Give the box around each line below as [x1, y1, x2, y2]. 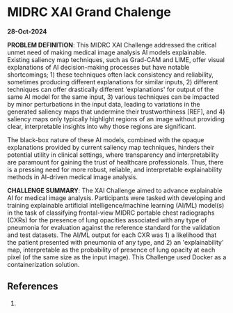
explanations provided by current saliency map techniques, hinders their [7, 143, 215, 151]
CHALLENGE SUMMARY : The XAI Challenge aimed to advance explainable [7, 186, 223, 194]
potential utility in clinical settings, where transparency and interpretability [7, 151, 219, 159]
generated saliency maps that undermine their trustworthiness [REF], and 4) [7, 107, 225, 116]
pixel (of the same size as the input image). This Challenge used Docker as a [7, 252, 227, 261]
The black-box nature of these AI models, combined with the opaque [7, 135, 204, 144]
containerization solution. [7, 260, 80, 268]
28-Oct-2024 [7, 27, 47, 36]
